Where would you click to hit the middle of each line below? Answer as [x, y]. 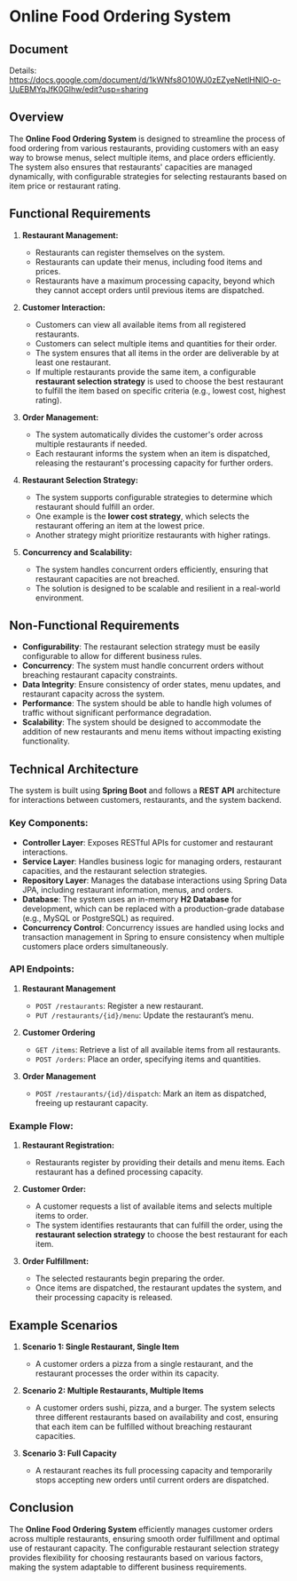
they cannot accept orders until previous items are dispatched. [150, 290]
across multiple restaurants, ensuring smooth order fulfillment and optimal [145, 1538]
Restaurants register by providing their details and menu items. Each [160, 1163]
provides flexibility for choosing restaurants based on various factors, [136, 1557]
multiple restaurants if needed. [91, 444]
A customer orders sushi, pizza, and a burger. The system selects [155, 1407]
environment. [59, 598]
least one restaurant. [73, 362]
